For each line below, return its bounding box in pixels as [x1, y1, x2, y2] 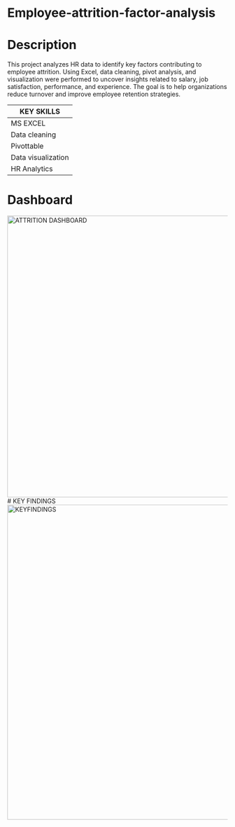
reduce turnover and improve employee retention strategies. [7, 90, 180, 99]
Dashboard [7, 192, 73, 208]
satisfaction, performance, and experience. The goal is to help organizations [7, 83, 227, 91]
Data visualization [10, 153, 69, 163]
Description [7, 37, 77, 53]
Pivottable [10, 142, 44, 151]
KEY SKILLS [20, 107, 61, 116]
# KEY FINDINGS [7, 497, 56, 505]
